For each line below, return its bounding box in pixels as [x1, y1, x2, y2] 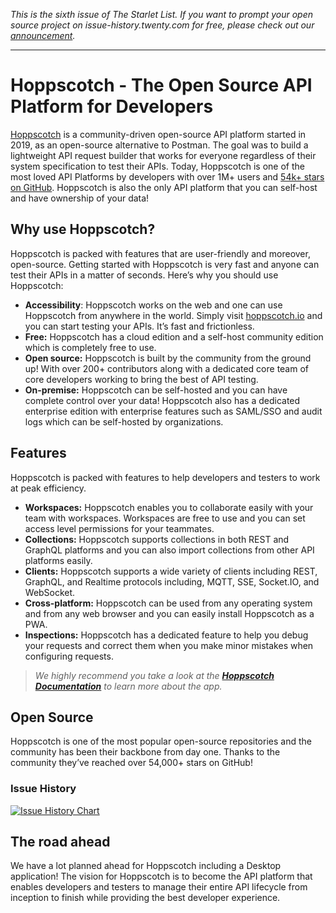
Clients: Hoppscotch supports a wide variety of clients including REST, [24, 565, 318, 577]
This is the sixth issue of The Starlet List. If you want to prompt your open [10, 9, 313, 20]
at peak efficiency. [10, 482, 87, 494]
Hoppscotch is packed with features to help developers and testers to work [10, 471, 321, 483]
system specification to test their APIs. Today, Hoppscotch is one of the [10, 160, 305, 172]
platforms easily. [24, 554, 93, 566]
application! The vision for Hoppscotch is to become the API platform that [10, 870, 313, 883]
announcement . [10, 30, 76, 41]
